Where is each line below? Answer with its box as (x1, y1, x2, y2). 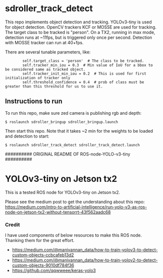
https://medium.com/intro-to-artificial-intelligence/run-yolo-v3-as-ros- (5, 204, 147, 209)
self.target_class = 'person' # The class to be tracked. (22, 58, 145, 63)
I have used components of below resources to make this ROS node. (5, 232, 142, 238)
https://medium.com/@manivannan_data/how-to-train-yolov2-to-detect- (12, 257, 158, 263)
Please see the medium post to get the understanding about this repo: (5, 199, 145, 205)
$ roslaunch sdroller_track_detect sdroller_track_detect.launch (5, 142, 140, 147)
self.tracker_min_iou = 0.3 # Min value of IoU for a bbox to (22, 63, 153, 68)
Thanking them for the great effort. (5, 237, 75, 243)
